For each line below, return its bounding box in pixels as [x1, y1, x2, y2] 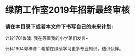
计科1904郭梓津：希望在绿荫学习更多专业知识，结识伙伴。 [5, 46, 124, 52]
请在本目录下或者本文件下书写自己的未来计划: [5, 23, 114, 30]
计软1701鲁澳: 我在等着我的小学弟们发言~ [5, 35, 89, 41]
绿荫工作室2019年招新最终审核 [5, 4, 130, 16]
